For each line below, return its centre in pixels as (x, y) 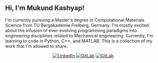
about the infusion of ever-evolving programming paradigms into (71, 30)
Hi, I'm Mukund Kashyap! (45, 8)
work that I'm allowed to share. (37, 46)
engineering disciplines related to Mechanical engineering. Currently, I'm (79, 35)
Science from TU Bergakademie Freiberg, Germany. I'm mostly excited (77, 25)
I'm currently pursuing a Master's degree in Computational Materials (75, 20)
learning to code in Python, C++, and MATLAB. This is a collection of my (79, 41)
